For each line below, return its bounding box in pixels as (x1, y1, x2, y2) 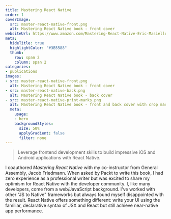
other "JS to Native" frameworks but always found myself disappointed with (5, 191, 164, 198)
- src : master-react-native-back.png (5, 88, 85, 93)
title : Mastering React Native (5, 7, 72, 13)
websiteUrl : (5, 31, 31, 36)
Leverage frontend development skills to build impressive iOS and (17, 149, 156, 155)
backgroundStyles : (14, 121, 53, 126)
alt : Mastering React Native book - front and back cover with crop (10, 102, 158, 107)
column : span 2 (14, 60, 47, 65)
